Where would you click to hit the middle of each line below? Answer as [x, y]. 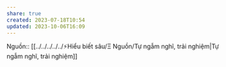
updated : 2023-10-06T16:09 [46, 26]
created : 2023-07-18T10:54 [46, 20]
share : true [24, 13]
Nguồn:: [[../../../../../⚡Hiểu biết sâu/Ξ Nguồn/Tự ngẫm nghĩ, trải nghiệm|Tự [113, 46]
